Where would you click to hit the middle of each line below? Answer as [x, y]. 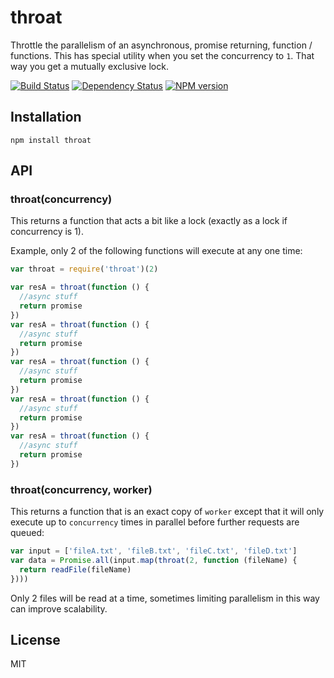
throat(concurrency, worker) [81, 489]
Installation [46, 117]
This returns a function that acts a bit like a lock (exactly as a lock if [149, 221]
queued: [27, 533]
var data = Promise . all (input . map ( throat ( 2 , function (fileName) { [154, 560]
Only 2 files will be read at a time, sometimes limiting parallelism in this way [165, 598]
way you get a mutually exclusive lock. [89, 66]
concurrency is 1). [47, 232]
